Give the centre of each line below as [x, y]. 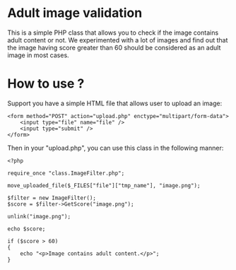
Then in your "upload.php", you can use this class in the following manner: [116, 148]
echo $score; [26, 229]
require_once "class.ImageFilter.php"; [66, 173]
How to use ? [46, 84]
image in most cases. [38, 55]
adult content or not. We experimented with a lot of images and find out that [118, 40]
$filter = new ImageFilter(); [52, 198]
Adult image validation [75, 13]
